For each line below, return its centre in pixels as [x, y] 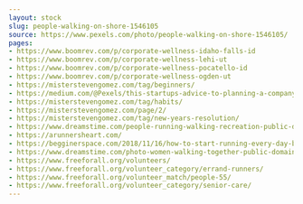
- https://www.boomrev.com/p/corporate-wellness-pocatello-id [128, 69]
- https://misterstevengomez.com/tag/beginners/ [102, 85]
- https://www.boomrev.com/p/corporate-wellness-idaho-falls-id [132, 51]
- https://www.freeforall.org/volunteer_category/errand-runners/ [136, 169]
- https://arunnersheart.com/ [66, 135]
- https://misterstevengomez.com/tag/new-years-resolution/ [124, 118]
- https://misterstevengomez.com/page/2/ [88, 110]
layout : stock [35, 18]
